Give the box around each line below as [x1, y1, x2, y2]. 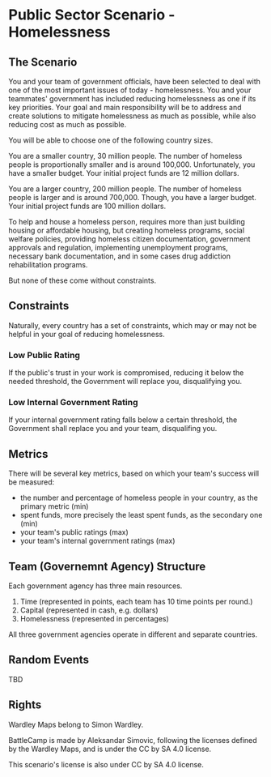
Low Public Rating [8, 349, 81, 361]
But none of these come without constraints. [8, 275, 156, 285]
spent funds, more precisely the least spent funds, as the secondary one [19, 510, 263, 520]
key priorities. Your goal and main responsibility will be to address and [8, 103, 242, 112]
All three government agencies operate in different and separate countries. [8, 630, 258, 639]
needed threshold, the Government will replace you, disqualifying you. [8, 377, 243, 386]
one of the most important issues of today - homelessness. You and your [8, 85, 252, 95]
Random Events [8, 653, 90, 667]
